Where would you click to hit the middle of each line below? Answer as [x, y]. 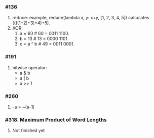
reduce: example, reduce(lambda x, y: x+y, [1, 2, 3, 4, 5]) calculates [81, 18]
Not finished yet [29, 131]
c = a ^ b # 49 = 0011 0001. [47, 44]
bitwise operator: [30, 67]
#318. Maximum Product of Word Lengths [56, 120]
